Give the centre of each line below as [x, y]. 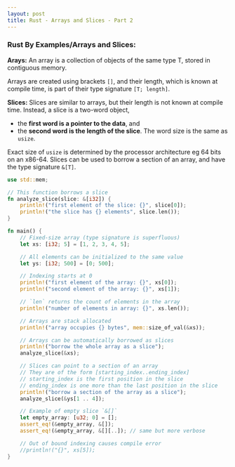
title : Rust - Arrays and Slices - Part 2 [70, 20]
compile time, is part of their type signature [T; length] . [89, 88]
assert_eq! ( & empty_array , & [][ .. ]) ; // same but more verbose [113, 431]
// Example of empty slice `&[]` [69, 412]
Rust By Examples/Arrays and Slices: [72, 45]
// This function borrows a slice [58, 192]
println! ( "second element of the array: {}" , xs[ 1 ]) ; [100, 289]
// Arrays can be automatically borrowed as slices [97, 340]
